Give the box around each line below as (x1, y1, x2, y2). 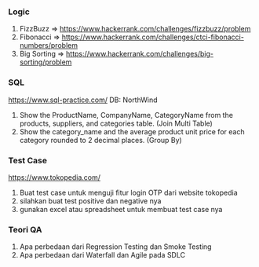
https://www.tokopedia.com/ (8, 172, 100, 182)
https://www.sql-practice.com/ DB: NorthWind (8, 95, 159, 104)
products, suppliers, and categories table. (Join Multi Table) (19, 119, 213, 128)
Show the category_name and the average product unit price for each (19, 126, 245, 136)
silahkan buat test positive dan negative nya (19, 196, 162, 206)
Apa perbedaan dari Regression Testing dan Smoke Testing (19, 242, 212, 251)
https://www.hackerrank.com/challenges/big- (65, 49, 214, 59)
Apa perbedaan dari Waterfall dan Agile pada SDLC (19, 251, 186, 260)
